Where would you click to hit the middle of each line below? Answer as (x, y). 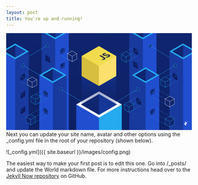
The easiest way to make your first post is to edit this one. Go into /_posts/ (96, 163)
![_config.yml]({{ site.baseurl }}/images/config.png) (68, 152)
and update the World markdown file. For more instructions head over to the (98, 169)
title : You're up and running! (44, 19)
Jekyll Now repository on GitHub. (46, 176)
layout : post (22, 12)
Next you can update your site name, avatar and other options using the (93, 134)
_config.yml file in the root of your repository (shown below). (80, 140)
